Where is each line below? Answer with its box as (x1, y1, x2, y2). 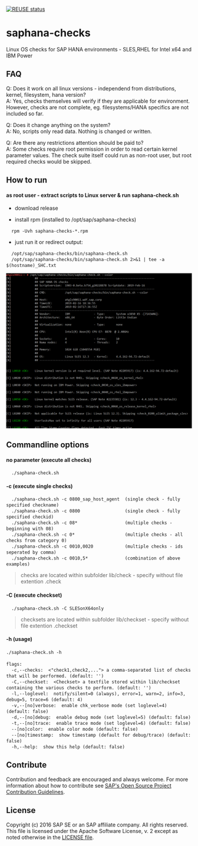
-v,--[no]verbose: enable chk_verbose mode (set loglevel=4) (11, 702, 167, 708)
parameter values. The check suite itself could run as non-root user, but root (6, 151, 192, 159)
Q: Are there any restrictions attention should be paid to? (6, 139, 144, 146)
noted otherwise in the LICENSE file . (6, 834, 94, 841)
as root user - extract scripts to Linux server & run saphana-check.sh (6, 191, 179, 199)
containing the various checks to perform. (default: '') (6, 685, 151, 691)
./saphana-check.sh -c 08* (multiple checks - (11, 520, 173, 526)
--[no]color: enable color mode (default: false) (11, 726, 138, 732)
